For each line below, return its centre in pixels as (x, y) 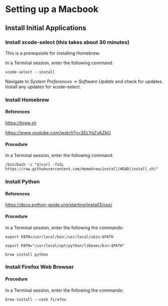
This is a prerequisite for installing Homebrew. (53, 53)
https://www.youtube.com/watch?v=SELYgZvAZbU (58, 133)
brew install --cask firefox (36, 299)
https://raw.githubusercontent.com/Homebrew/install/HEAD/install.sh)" (82, 169)
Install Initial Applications (46, 28)
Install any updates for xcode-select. (43, 87)
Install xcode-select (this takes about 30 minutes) (67, 42)
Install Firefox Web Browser (39, 267)
